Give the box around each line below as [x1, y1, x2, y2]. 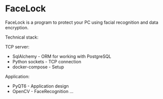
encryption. [5, 24, 29, 30]
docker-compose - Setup [12, 64, 64, 70]
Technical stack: [5, 34, 39, 40]
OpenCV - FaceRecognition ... [12, 88, 73, 94]
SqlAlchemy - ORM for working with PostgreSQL [12, 53, 111, 59]
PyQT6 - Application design [12, 83, 69, 89]
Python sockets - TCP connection [12, 58, 82, 64]
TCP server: [5, 44, 30, 49]
